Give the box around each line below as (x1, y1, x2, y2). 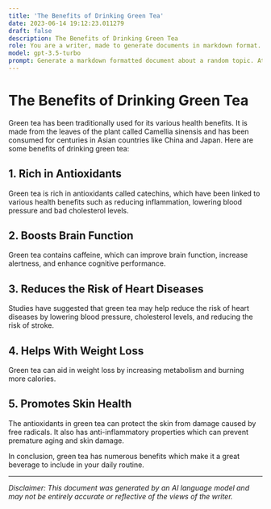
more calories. (8, 374, 56, 383)
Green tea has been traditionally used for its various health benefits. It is (8, 118, 248, 127)
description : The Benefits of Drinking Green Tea (8, 34, 179, 43)
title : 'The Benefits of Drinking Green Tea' (8, 11, 164, 20)
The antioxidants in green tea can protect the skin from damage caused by (8, 418, 256, 428)
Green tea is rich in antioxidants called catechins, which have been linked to (8, 188, 261, 198)
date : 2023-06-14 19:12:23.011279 (8, 19, 125, 27)
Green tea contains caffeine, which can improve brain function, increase (8, 250, 248, 260)
